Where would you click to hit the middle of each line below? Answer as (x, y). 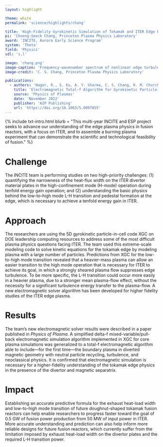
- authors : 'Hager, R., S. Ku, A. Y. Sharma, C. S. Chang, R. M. (77, 85)
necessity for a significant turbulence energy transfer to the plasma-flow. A (80, 286)
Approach (25, 221)
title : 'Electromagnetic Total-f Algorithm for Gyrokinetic (76, 90)
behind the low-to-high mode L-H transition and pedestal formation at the (78, 196)
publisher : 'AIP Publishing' (43, 103)
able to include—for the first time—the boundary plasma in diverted (72, 349)
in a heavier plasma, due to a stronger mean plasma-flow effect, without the (81, 281)
